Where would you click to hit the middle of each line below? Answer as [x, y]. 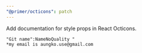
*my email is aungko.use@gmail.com [50, 44]
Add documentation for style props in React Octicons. [71, 28]
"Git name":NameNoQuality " [41, 39]
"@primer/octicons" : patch [39, 11]
